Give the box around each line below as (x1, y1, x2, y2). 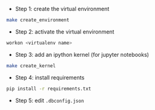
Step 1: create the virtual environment (15, 5, 110, 12)
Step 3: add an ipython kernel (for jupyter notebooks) (15, 51, 150, 58)
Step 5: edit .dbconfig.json (15, 97, 84, 104)
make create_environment (6, 17, 70, 23)
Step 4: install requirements (15, 73, 85, 81)
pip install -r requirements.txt (6, 86, 92, 92)
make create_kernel (6, 62, 56, 69)
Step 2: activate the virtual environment (15, 28, 115, 35)
